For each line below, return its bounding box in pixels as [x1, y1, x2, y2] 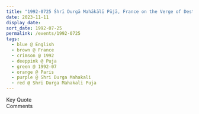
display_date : [6, 19, 41, 25]
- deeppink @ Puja [11, 58, 57, 64]
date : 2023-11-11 [6, 14, 49, 20]
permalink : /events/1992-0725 [6, 31, 81, 37]
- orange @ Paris [11, 69, 54, 75]
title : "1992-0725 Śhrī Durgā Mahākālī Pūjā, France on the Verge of [6, 8, 182, 15]
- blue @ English [11, 42, 54, 48]
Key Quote [6, 96, 32, 103]
